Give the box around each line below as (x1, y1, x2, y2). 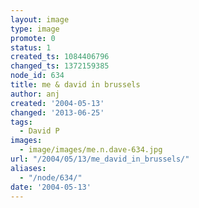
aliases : (10, 163, 47, 173)
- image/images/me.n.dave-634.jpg (19, 145, 163, 155)
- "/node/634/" (19, 172, 83, 183)
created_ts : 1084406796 (10, 52, 110, 62)
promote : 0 (10, 33, 56, 43)
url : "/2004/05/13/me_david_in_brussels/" (10, 154, 190, 164)
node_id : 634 (10, 71, 65, 81)
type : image (10, 24, 60, 34)
